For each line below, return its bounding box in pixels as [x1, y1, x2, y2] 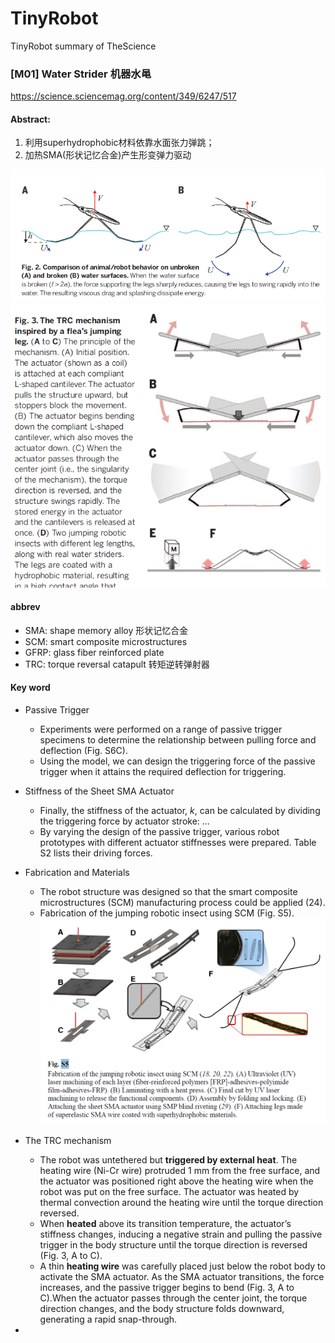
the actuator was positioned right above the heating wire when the [39, 1175, 314, 1187]
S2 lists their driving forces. [39, 847, 153, 859]
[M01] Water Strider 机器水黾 [10, 67, 152, 81]
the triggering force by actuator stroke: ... [39, 815, 210, 827]
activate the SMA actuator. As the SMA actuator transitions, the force [39, 1271, 325, 1283]
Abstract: [10, 113, 51, 125]
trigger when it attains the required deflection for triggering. [39, 765, 287, 777]
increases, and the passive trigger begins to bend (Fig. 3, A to [39, 1282, 295, 1294]
